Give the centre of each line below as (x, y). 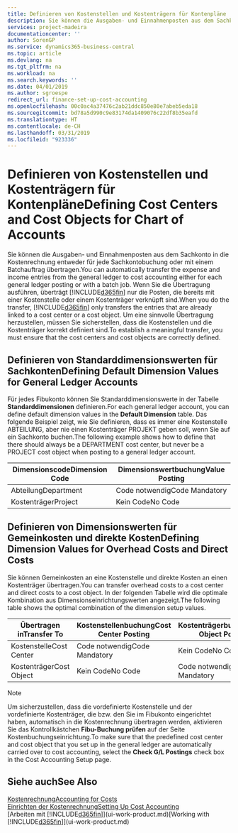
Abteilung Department (47, 490)
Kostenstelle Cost (39, 646)
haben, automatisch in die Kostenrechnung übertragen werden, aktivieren (115, 722)
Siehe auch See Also (52, 782)
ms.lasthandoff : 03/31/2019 (49, 133)
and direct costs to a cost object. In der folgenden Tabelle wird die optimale (118, 592)
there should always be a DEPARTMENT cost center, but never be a (106, 444)
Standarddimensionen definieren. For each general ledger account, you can (118, 407)
